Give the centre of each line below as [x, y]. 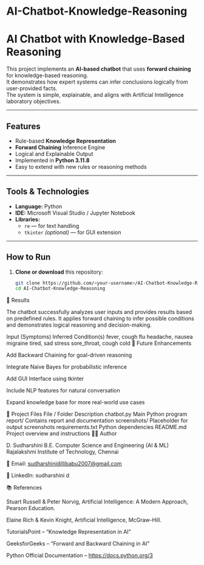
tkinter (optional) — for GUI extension [73, 232]
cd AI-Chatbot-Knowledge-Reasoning [60, 289]
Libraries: [28, 219]
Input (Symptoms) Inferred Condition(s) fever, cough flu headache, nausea [100, 337]
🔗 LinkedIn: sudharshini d [38, 475]
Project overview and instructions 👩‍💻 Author [62, 433]
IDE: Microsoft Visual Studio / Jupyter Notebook [75, 213]
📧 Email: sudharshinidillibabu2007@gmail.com [64, 464]
